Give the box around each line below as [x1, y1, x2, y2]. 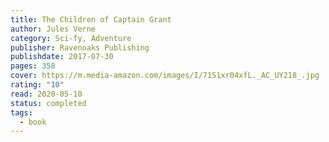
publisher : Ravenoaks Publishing [10, 42, 150, 53]
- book [19, 117, 47, 127]
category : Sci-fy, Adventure [10, 33, 132, 43]
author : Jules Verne [10, 24, 97, 34]
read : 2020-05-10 [10, 89, 83, 99]
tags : [10, 107, 33, 118]
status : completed [10, 98, 87, 108]
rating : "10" [10, 80, 65, 90]
